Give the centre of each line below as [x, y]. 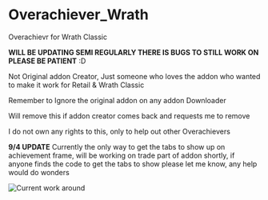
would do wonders [39, 172]
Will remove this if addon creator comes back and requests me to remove [129, 116]
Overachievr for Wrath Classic [58, 37]
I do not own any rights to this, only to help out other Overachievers [119, 131]
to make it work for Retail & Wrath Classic [76, 85]
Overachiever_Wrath [79, 15]
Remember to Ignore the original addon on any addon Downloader [117, 100]
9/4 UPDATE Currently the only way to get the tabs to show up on [117, 146]
